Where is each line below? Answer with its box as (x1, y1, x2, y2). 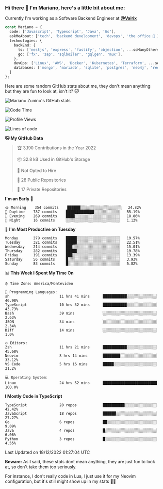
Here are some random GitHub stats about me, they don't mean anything (5, 83, 150, 89)
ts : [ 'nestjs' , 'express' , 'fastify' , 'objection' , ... (17, 47, 133, 52)
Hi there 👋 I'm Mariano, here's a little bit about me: (5, 4, 125, 11)
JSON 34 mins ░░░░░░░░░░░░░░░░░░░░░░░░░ (5, 319, 158, 324)
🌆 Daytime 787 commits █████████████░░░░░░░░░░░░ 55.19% (5, 209, 140, 214)
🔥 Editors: (5, 340, 28, 346)
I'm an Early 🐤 (5, 196, 33, 202)
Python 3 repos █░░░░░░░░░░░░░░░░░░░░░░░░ (5, 436, 158, 442)
